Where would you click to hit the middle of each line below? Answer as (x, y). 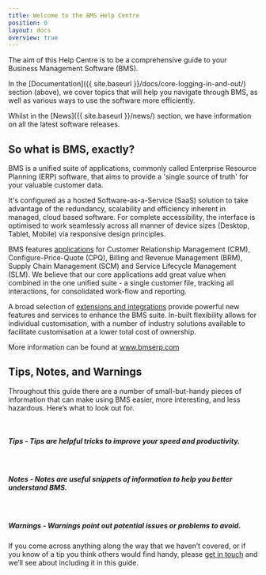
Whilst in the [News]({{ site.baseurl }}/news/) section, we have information (130, 116)
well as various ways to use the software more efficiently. (102, 100)
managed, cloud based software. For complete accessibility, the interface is (132, 218)
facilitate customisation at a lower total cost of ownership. (102, 332)
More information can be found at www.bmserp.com (94, 347)
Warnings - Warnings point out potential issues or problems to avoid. (125, 526)
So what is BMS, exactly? (72, 149)
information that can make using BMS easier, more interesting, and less (124, 399)
